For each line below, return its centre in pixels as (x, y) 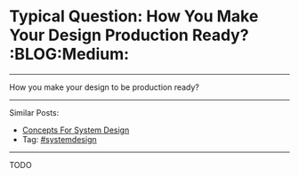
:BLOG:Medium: (69, 54)
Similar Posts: (34, 112)
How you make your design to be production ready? (105, 87)
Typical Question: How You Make (134, 16)
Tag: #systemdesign (59, 139)
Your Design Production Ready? (129, 35)
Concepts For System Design (76, 130)
